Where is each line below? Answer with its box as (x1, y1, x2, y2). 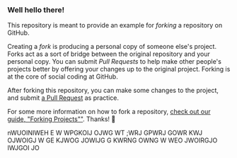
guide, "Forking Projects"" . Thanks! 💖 (7, 115, 116, 123)
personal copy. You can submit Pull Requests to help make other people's (7, 57, 221, 66)
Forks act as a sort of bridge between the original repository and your (7, 50, 211, 58)
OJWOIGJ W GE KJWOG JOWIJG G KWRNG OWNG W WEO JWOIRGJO (7, 136, 218, 145)
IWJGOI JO (7, 144, 40, 152)
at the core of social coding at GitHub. (7, 72, 118, 81)
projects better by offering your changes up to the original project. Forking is (7, 65, 231, 74)
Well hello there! (7, 5, 65, 15)
